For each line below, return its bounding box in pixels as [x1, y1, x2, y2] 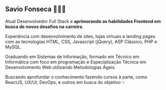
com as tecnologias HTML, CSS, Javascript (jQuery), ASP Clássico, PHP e [5, 38, 158, 44]
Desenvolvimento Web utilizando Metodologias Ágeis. [5, 64, 116, 70]
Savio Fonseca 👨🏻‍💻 [5, 5, 66, 13]
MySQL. [5, 43, 22, 50]
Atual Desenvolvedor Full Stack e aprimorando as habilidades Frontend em [5, 18, 161, 24]
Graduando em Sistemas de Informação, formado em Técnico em [5, 53, 140, 59]
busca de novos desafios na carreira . [5, 23, 84, 29]
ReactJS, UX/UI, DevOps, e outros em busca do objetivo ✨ [5, 79, 126, 85]
